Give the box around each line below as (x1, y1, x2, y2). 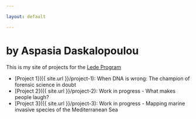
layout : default (6, 13, 46, 19)
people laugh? (14, 93, 49, 100)
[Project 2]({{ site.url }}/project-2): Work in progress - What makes (14, 87, 176, 94)
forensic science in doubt (14, 81, 76, 88)
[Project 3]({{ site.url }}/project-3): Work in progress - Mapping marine (14, 100, 185, 107)
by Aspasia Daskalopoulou (6, 44, 139, 57)
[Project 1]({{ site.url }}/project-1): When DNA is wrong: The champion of (14, 74, 190, 82)
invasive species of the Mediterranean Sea (14, 106, 119, 113)
